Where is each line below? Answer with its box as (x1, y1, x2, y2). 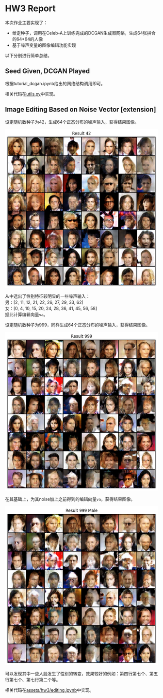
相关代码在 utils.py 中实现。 (5, 91, 58, 97)
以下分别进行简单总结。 (5, 52, 52, 58)
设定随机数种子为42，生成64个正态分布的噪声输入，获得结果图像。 (5, 119, 139, 125)
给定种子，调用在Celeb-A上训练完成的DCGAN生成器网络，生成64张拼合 (12, 30, 156, 36)
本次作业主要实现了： (5, 19, 48, 25)
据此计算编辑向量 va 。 (5, 311, 48, 317)
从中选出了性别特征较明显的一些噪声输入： (5, 293, 90, 299)
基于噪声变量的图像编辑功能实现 (12, 42, 76, 48)
